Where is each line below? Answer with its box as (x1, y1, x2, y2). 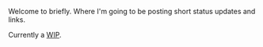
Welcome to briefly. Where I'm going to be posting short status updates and (8, 7, 256, 16)
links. (8, 15, 26, 24)
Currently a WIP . (8, 31, 62, 39)
